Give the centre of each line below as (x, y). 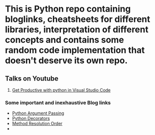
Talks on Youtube (32, 78)
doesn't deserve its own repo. (66, 60)
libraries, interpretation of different (77, 30)
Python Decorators (31, 118)
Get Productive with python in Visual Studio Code (61, 90)
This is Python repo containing (68, 9)
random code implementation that (75, 50)
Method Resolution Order (37, 124)
